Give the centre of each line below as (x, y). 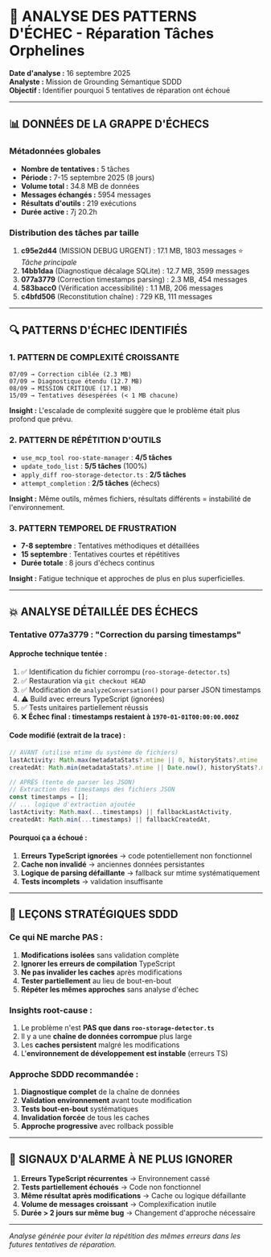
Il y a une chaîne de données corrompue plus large (106, 1036)
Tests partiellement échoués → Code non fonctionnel (111, 1187)
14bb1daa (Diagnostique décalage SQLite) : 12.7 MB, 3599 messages (135, 270)
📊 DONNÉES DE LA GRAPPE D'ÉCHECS (109, 124)
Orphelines (47, 51)
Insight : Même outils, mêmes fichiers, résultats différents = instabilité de (130, 499)
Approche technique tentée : (58, 654)
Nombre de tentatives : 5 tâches (75, 169)
